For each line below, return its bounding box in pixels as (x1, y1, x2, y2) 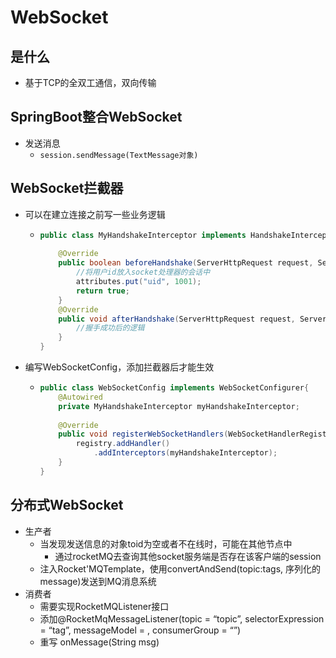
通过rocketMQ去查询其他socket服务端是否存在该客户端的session (54, 550, 322, 562)
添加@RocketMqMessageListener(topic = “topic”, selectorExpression (39, 612, 325, 625)
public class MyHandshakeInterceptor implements (39, 230, 247, 240)
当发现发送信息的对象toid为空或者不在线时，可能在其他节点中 (39, 537, 293, 550)
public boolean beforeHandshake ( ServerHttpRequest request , (58, 258, 314, 268)
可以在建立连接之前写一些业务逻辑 (24, 208, 166, 220)
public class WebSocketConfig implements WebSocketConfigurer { (39, 383, 310, 393)
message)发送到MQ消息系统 (39, 575, 157, 587)
